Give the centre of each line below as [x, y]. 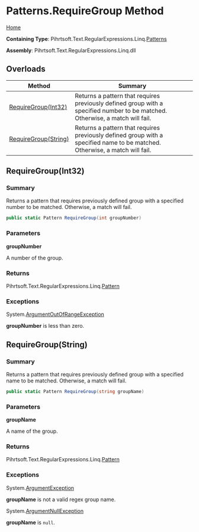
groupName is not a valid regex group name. [61, 499]
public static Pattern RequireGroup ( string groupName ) [75, 391]
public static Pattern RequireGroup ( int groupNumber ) [74, 218]
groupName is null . [31, 522]
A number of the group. [35, 258]
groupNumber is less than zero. [45, 326]
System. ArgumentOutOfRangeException [55, 314]
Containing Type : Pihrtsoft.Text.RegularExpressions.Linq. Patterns [86, 39]
